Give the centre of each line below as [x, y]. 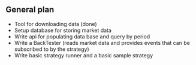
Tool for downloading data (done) [55, 24]
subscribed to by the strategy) [52, 49]
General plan [30, 10]
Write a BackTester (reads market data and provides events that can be [102, 43]
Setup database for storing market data [63, 30]
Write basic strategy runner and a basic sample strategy [84, 55]
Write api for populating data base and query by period [82, 36]
